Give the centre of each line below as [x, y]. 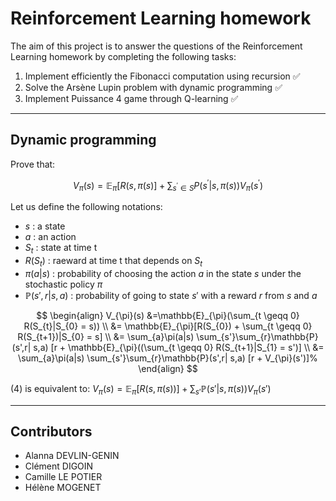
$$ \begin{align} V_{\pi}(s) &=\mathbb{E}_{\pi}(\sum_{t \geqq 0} [168, 315]
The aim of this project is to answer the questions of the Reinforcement [156, 46]
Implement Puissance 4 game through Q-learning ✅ [131, 98]
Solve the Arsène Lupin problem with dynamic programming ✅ [153, 87]
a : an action [50, 237]
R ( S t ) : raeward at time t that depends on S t [113, 262]
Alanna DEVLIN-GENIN [72, 456]
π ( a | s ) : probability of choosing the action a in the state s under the [163, 273]
